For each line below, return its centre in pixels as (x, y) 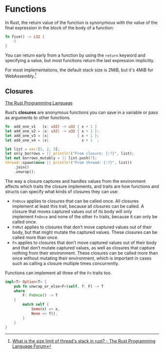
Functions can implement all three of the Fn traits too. (59, 273)
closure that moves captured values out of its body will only (72, 211)
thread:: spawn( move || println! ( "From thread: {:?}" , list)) (69, 163)
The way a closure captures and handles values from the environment (75, 181)
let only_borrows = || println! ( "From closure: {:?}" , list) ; (70, 154)
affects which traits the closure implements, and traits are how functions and (82, 186)
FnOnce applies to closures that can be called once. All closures (75, 201)
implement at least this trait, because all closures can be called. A (78, 206)
